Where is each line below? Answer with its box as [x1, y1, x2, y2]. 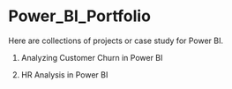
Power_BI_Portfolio [8, 6, 152, 26]
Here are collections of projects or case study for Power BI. [8, 35, 224, 46]
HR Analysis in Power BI [20, 69, 109, 80]
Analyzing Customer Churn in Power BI [20, 52, 163, 63]
